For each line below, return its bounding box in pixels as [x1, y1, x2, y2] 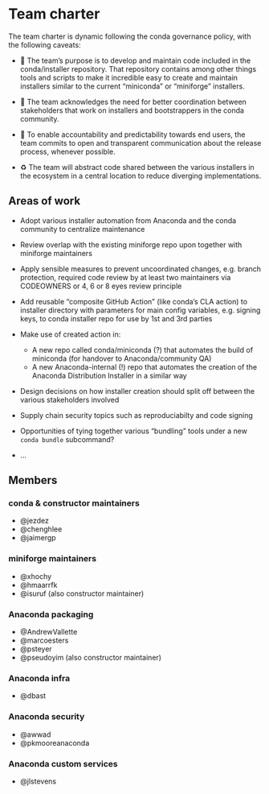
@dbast [19, 691, 47, 701]
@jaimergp [19, 533, 56, 543]
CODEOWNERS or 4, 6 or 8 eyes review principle [19, 281, 182, 291]
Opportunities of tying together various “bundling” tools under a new [19, 426, 247, 436]
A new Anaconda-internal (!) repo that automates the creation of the [31, 362, 258, 371]
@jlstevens [19, 776, 57, 786]
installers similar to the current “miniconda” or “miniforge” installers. [19, 81, 245, 91]
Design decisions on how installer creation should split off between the [19, 386, 255, 395]
